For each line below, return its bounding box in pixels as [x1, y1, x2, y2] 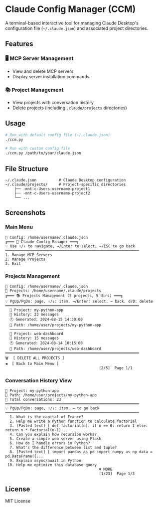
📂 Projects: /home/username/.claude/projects [5, 288, 101, 294]
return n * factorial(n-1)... [5, 428, 68, 433]
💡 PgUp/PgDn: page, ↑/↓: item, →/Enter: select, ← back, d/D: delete [5, 299, 153, 304]
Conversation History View [5, 377, 72, 384]
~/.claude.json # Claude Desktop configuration [5, 178, 126, 183]
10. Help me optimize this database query [7, 463, 97, 468]
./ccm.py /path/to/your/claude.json [5, 151, 81, 156]
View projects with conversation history [12, 99, 94, 105]
